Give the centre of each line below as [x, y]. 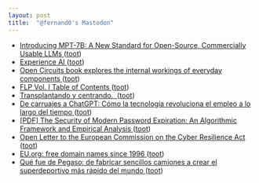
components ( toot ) [49, 79]
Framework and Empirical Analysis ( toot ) [85, 128]
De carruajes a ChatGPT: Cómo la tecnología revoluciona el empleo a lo [135, 104]
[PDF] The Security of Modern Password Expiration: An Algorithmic [128, 120]
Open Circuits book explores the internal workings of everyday [120, 70]
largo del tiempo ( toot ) [56, 112]
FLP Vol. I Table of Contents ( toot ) [74, 86]
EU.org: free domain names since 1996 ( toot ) [92, 153]
